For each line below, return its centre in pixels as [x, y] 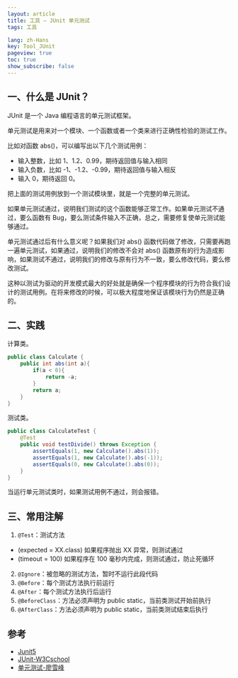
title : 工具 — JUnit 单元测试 [49, 21]
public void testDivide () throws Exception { [89, 444]
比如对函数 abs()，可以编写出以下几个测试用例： [78, 146]
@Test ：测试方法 [41, 535]
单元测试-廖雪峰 [41, 667]
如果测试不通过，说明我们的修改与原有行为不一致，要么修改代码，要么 [122, 259]
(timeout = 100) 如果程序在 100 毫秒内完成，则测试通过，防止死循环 [116, 559]
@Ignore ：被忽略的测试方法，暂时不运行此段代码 [87, 574]
